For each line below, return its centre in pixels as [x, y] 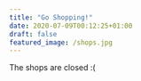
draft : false [33, 34]
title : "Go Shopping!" [51, 17]
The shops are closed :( [52, 68]
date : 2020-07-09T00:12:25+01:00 [71, 26]
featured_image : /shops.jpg [61, 42]
